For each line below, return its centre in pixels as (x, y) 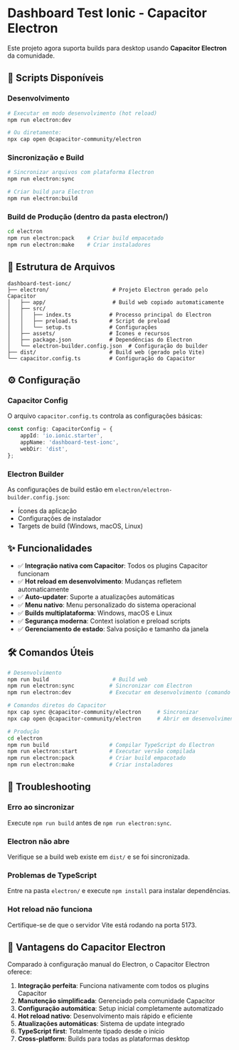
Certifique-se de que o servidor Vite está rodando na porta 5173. (102, 924)
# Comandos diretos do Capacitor (57, 705)
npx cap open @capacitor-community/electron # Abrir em (99, 718)
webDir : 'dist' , (44, 449)
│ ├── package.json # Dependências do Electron (100, 340)
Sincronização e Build (46, 158)
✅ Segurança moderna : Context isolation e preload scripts (104, 621)
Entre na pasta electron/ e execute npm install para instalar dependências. (119, 891)
